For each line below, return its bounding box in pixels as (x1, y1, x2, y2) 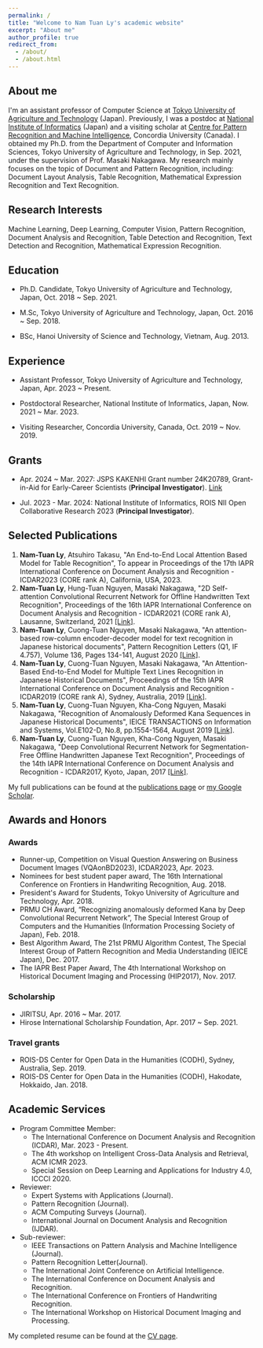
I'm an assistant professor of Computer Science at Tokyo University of (8, 105, 236, 115)
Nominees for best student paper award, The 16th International (19, 872, 224, 881)
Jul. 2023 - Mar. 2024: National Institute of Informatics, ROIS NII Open (19, 498, 247, 507)
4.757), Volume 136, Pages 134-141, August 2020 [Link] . (19, 650, 200, 659)
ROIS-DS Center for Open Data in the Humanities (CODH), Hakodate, (19, 1072, 242, 1082)
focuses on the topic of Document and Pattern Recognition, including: (8, 163, 234, 173)
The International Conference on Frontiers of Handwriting (31, 1291, 217, 1300)
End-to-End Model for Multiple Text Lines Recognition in (42, 667, 224, 676)
